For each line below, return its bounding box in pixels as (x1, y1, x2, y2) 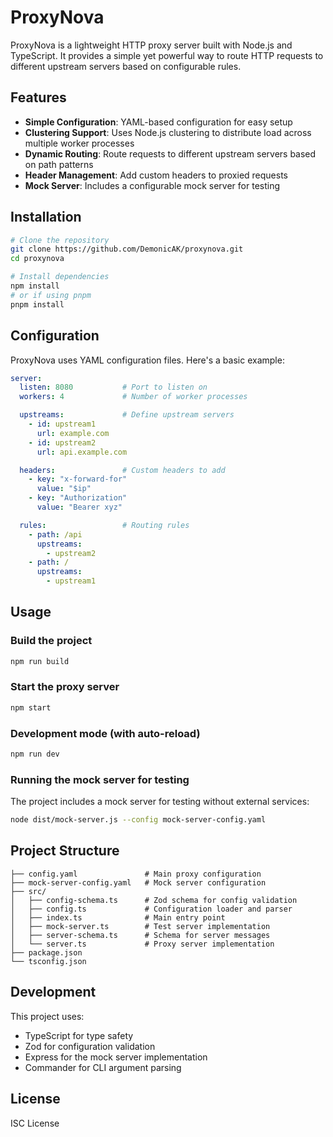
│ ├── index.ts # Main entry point (10, 912, 226, 923)
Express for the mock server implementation (24, 1051, 208, 1063)
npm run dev (10, 749, 60, 760)
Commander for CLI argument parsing (24, 1061, 182, 1073)
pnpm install (10, 299, 65, 310)
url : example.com (36, 428, 110, 438)
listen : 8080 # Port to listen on (19, 382, 208, 393)
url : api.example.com (36, 447, 128, 457)
